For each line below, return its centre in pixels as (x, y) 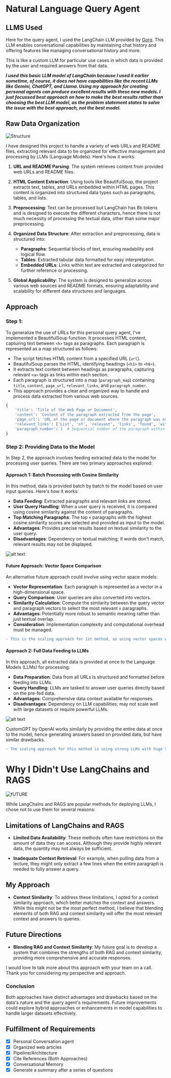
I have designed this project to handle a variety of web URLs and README (83, 146)
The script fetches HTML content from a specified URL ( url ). (77, 358)
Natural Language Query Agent (73, 9)
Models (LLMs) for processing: (38, 667)
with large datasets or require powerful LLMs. (61, 709)
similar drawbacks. (25, 740)
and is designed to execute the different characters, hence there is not (87, 213)
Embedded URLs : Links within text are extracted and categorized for (92, 265)
